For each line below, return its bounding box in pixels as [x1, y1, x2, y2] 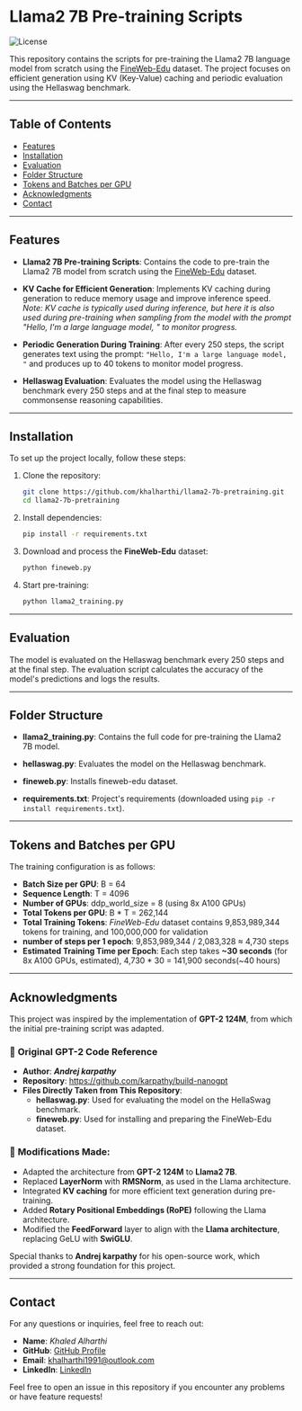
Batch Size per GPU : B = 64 [22, 879, 126, 889]
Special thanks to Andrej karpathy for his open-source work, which [9, 1250, 261, 1261]
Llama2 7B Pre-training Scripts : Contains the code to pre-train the [22, 256, 271, 267]
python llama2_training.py [22, 596, 124, 606]
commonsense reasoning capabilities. [22, 394, 164, 406]
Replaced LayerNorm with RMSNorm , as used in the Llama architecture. [22, 1175, 291, 1186]
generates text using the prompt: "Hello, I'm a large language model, [22, 348, 288, 359]
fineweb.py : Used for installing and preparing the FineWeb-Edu [35, 1113, 272, 1125]
